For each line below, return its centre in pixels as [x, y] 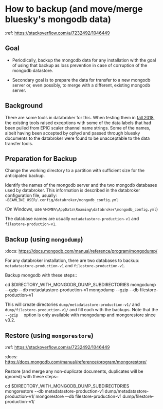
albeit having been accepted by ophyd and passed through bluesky [72, 133]
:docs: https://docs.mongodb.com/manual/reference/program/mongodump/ [81, 251]
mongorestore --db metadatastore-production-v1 [54, 391]
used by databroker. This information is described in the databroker [72, 190]
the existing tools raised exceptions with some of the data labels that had [78, 123]
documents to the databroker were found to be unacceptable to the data [77, 138]
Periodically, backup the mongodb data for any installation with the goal [84, 60]
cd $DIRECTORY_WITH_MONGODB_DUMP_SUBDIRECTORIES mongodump [81, 285]
